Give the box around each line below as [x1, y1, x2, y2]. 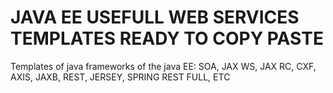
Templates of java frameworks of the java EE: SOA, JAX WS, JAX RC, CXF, [10, 60, 317, 72]
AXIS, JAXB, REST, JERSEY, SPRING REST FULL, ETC [10, 71, 231, 83]
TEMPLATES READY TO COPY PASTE [10, 27, 324, 50]
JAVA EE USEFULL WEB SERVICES [10, 6, 300, 29]
